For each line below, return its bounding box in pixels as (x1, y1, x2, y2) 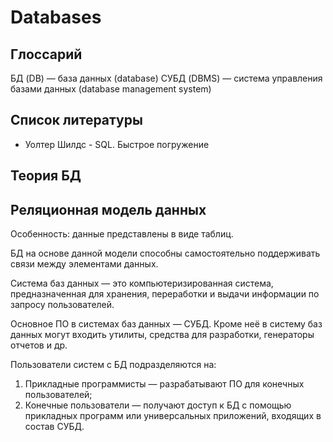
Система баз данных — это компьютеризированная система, (10, 277, 274, 290)
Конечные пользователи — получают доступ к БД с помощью (24, 399, 292, 411)
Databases (10, 6, 102, 29)
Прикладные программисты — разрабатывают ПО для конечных (24, 378, 305, 390)
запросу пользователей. (10, 299, 115, 311)
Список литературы (10, 112, 143, 129)
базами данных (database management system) (10, 83, 212, 95)
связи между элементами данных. (10, 258, 159, 270)
